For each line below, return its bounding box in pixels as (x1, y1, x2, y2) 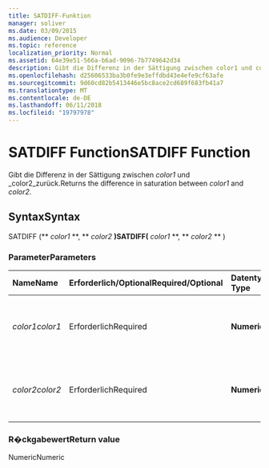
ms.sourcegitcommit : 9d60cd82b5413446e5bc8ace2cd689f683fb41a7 (8, 79, 224, 87)
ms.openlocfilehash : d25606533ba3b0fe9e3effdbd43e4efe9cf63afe (8, 71, 224, 79)
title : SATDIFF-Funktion (8, 11, 91, 20)
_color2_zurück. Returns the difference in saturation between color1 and (8, 178, 244, 188)
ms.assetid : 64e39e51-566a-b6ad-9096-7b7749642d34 (8, 57, 181, 65)
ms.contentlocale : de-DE (8, 94, 91, 102)
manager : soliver (8, 19, 66, 27)
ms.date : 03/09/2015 (8, 26, 78, 35)
